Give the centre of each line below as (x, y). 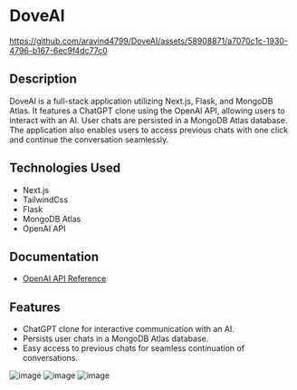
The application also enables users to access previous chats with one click (148, 130)
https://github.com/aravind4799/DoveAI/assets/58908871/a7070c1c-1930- (148, 41)
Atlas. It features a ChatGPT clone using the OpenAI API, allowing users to (147, 111)
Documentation (54, 256)
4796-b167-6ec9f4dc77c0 (59, 50)
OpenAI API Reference (64, 278)
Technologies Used (65, 168)
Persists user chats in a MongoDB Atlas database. (115, 339)
